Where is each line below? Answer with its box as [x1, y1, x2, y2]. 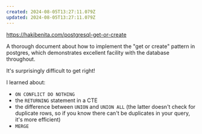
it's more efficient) [14, 115, 61, 123]
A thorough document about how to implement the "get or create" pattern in [6, 43, 195, 50]
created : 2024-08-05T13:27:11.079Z [6, 8, 96, 15]
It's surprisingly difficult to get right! [6, 67, 95, 74]
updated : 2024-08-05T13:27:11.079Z [6, 14, 96, 20]
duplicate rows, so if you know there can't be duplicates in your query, [14, 109, 191, 117]
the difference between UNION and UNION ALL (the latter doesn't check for [14, 103, 196, 110]
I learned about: [6, 79, 46, 86]
